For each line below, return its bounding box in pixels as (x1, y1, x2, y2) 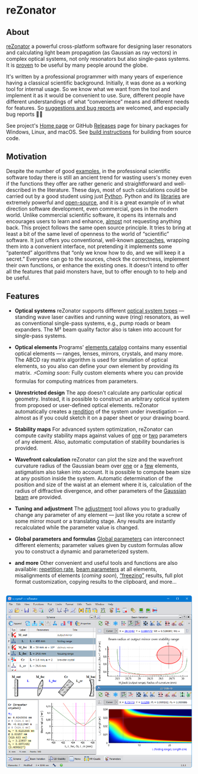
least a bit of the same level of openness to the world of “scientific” (6, 230, 169, 237)
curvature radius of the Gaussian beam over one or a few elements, (14, 462, 179, 469)
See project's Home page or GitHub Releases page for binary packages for (6, 122, 189, 129)
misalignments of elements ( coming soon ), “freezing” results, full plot (14, 571, 184, 579)
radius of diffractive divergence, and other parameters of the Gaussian (14, 487, 187, 494)
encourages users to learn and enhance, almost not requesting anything (6, 217, 181, 225)
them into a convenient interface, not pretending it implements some (6, 243, 172, 250)
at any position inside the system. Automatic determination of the (14, 474, 173, 482)
